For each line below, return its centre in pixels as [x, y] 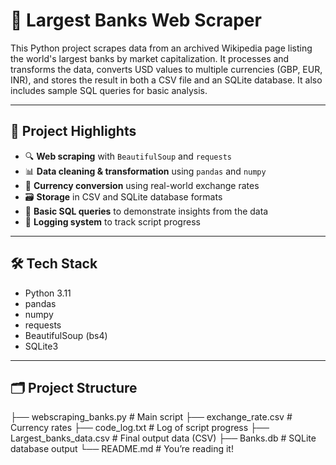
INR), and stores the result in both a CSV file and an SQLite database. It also [166, 80]
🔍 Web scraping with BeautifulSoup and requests [128, 156]
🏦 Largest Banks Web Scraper [136, 20]
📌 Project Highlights [73, 131]
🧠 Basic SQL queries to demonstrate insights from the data [146, 211]
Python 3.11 [48, 293]
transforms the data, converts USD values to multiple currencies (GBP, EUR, [166, 69]
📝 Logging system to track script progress [112, 221]
